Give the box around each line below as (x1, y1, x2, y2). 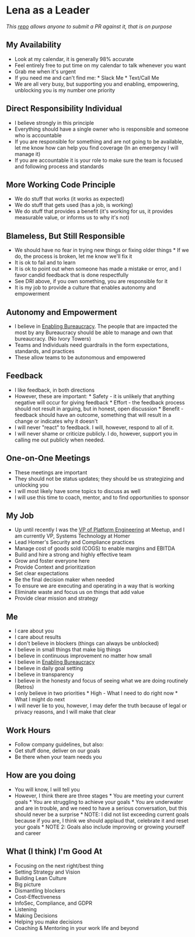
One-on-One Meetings (6, 453, 90, 463)
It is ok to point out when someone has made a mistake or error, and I (14, 265, 182, 273)
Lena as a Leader (6, 4, 90, 17)
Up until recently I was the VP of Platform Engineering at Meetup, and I (14, 526, 185, 534)
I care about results (14, 634, 61, 641)
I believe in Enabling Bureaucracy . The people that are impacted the (14, 323, 178, 330)
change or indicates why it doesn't (14, 417, 98, 425)
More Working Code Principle (6, 179, 116, 189)
